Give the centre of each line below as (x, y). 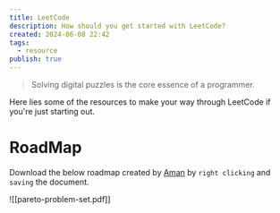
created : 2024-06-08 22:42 (59, 34)
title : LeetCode (39, 17)
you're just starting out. (52, 111)
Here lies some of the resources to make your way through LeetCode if (140, 102)
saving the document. (49, 182)
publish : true (36, 59)
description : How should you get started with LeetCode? (118, 26)
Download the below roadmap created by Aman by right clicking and (140, 172)
